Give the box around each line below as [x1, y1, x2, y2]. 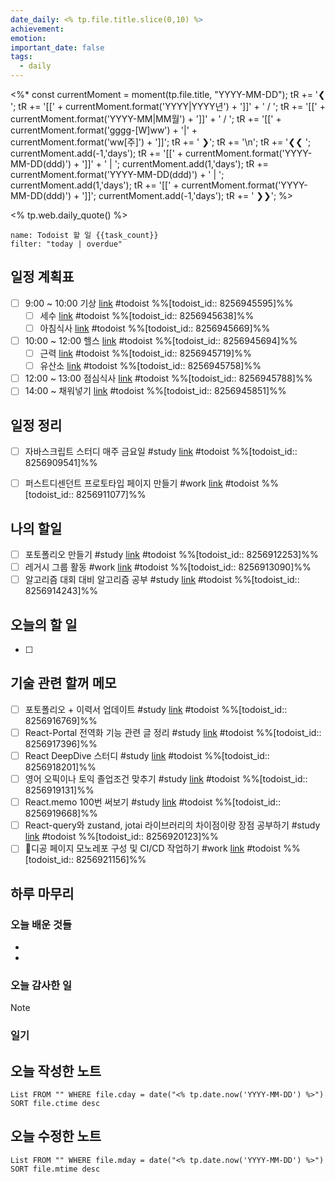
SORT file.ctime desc [10, 1099, 101, 1109]
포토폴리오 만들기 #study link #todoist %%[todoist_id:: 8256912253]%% [24, 549, 319, 561]
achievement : [10, 24, 65, 34]
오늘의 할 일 [10, 616, 78, 633]
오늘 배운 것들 [10, 917, 73, 931]
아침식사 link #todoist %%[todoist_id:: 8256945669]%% [39, 322, 271, 334]
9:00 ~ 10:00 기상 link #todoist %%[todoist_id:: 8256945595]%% [24, 297, 294, 309]
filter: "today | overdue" [10, 239, 123, 249]
